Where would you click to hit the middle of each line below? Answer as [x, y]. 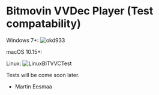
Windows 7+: [22, 40]
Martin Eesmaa [33, 86]
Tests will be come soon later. [43, 75]
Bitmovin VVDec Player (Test [80, 11]
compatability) [43, 24]
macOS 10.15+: [25, 51]
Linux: [14, 63]
